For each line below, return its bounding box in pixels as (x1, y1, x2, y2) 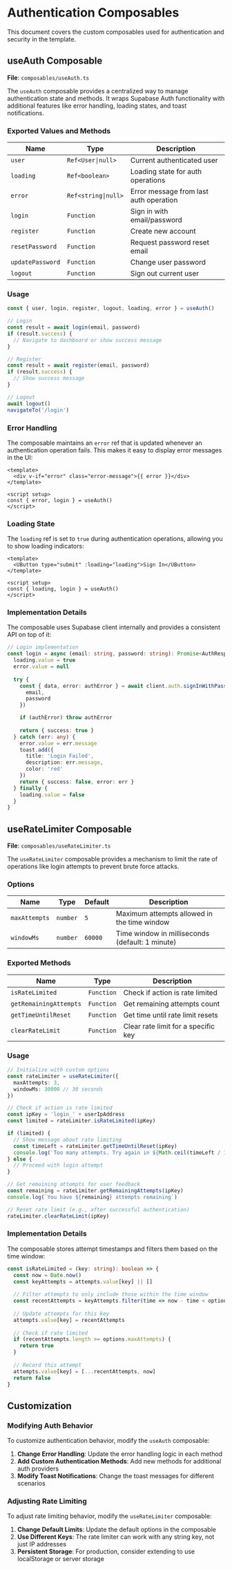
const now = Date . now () (13, 1272, 81, 1279)
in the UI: (7, 453, 33, 461)
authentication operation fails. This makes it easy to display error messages (7, 446, 222, 454)
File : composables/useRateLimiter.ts (7, 841, 111, 850)
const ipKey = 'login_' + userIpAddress (7, 1111, 126, 1118)
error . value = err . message (19, 740, 97, 747)
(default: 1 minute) (115, 937, 177, 947)
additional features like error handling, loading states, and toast (7, 102, 187, 110)
